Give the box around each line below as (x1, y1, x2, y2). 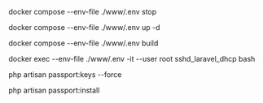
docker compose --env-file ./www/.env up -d (8, 23, 160, 32)
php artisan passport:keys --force (8, 70, 122, 79)
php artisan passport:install (8, 85, 100, 95)
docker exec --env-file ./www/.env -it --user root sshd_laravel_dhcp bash (8, 54, 256, 63)
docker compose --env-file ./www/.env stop (8, 7, 157, 16)
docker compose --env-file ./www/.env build (8, 38, 159, 48)
